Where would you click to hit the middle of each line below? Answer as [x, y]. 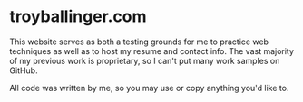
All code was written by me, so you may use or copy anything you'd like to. [149, 88]
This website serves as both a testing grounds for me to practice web [139, 42]
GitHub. [24, 70]
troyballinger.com [78, 17]
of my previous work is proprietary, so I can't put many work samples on [145, 60]
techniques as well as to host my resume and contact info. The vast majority [152, 51]
